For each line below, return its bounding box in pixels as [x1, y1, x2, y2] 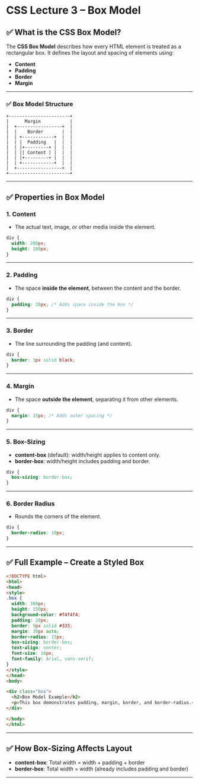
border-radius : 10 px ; [11, 530, 65, 536]
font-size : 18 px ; [11, 651, 54, 656]
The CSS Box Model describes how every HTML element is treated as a [6, 43, 182, 50]
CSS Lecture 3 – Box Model [6, 4, 141, 17]
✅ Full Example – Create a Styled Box [6, 557, 145, 568]
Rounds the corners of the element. [14, 513, 102, 520]
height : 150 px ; [11, 606, 49, 613]
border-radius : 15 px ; [11, 634, 65, 640]
